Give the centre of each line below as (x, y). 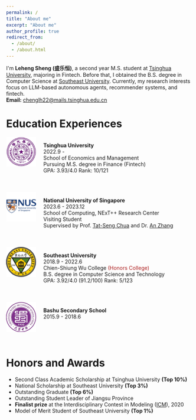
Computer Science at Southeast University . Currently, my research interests (98, 81)
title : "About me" (29, 19)
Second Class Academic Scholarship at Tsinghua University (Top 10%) (101, 379)
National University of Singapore (84, 200)
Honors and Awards (55, 363)
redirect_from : (25, 38)
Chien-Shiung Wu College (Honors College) (96, 268)
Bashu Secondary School (75, 310)
